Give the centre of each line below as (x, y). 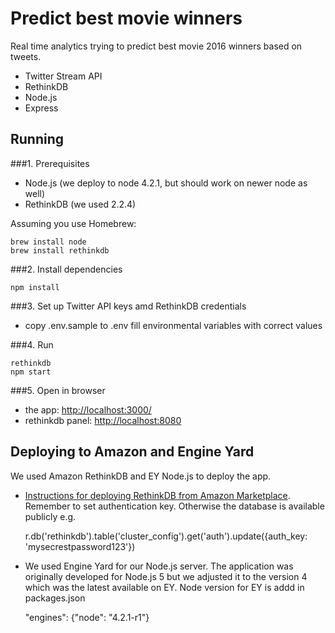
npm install (35, 287)
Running (37, 139)
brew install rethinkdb (60, 250)
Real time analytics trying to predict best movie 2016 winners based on (156, 46)
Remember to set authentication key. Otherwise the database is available (174, 506)
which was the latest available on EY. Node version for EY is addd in (164, 587)
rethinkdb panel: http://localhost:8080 (103, 420)
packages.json (55, 598)
